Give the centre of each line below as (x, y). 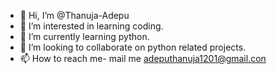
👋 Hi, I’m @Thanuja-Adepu (74, 15)
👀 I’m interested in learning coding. (91, 26)
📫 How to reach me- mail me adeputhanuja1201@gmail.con (143, 58)
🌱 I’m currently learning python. (84, 36)
